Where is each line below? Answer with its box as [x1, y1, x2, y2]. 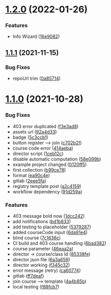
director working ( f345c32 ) [12, 262, 70, 268]
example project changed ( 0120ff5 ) [12, 161, 87, 167]
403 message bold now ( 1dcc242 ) [12, 213, 85, 219]
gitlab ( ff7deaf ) [12, 272, 44, 279]
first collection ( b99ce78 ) [12, 166, 66, 173]
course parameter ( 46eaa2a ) [12, 245, 74, 251]
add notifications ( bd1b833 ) [12, 218, 71, 224]
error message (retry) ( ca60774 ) [12, 267, 81, 273]
